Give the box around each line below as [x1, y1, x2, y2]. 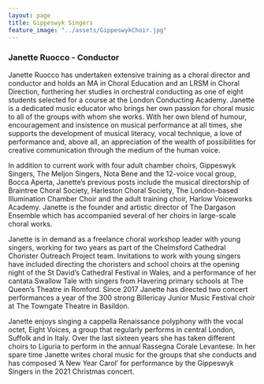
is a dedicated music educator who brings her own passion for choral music [8, 103, 255, 113]
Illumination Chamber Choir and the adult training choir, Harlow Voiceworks [8, 194, 253, 203]
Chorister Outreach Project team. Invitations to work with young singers [8, 251, 241, 260]
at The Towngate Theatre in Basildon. [8, 301, 130, 311]
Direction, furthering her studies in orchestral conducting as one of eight [8, 87, 244, 96]
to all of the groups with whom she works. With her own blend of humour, [8, 112, 247, 121]
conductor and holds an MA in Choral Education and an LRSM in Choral [8, 78, 240, 87]
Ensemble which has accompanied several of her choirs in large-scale [8, 210, 236, 220]
